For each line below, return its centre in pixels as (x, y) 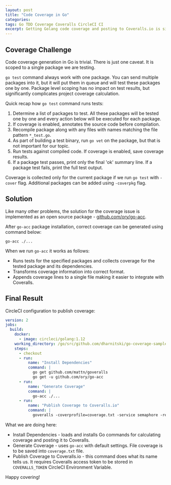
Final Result (24, 298)
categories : (18, 19)
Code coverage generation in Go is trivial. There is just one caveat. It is (79, 62)
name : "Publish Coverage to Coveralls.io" (74, 406)
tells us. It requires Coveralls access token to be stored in (73, 462)
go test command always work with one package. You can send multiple (82, 77)
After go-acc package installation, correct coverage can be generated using (84, 226)
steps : (21, 348)
